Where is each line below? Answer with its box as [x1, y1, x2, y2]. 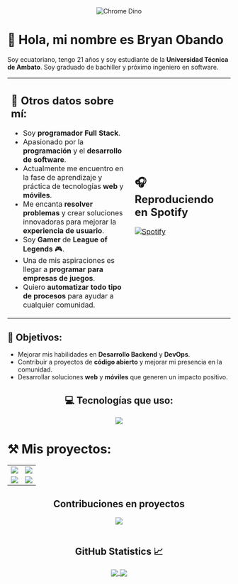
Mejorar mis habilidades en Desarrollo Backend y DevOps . [17, 350, 191, 359]
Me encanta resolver [23, 199, 93, 209]
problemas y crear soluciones [23, 208, 123, 218]
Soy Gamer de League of [23, 234, 108, 244]
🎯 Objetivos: [7, 331, 62, 343]
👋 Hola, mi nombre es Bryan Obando [7, 32, 224, 48]
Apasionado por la [23, 137, 84, 147]
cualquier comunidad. [23, 300, 96, 310]
